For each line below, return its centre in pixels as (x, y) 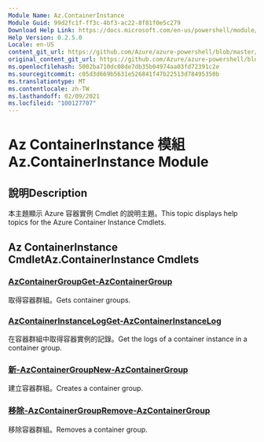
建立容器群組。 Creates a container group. (76, 388)
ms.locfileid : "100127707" (52, 103)
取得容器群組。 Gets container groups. (70, 299)
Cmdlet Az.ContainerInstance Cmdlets (104, 260)
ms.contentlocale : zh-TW (49, 89)
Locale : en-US (31, 45)
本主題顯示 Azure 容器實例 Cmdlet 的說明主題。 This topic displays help (123, 214)
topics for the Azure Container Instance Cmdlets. (87, 222)
